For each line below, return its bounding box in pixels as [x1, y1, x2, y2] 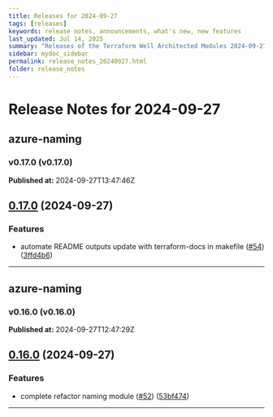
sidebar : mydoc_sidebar [8, 50, 89, 58]
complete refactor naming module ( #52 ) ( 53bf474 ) [19, 391, 189, 401]
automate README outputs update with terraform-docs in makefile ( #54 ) [19, 242, 265, 252]
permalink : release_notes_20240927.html [8, 58, 148, 66]
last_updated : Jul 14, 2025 [8, 34, 104, 43]
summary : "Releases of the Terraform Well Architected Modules [8, 42, 227, 50]
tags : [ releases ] [8, 20, 67, 28]
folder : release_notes [8, 65, 85, 73]
